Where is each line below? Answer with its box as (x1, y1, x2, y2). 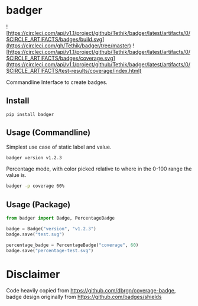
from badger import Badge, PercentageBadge (6, 215, 115, 221)
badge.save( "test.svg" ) (6, 231, 65, 237)
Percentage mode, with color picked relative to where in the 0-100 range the (6, 165, 192, 172)
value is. (6, 172, 27, 179)
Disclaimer (6, 268, 60, 281)
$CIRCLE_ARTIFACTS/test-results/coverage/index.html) (6, 67, 142, 74)
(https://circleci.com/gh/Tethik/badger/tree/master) (6, 42, 131, 49)
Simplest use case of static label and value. (6, 143, 112, 150)
